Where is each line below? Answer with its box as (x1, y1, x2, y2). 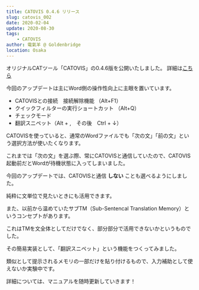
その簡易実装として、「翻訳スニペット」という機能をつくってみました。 (6, 245, 180, 252)
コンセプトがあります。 (16, 212, 74, 219)
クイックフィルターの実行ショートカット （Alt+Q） (14, 105, 140, 112)
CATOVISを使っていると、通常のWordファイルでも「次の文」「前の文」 (6, 132, 179, 139)
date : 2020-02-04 (6, 20, 49, 26)
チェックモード (14, 112, 52, 119)
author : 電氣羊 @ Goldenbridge (6, 42, 81, 48)
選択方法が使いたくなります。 (11, 139, 84, 146)
